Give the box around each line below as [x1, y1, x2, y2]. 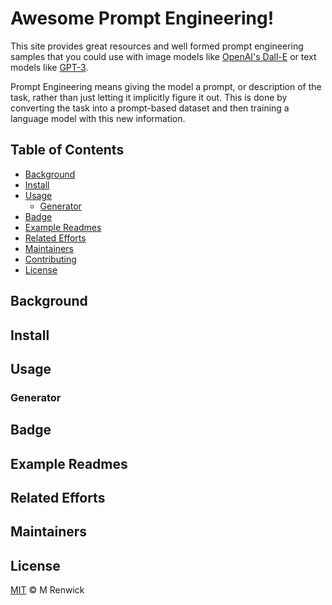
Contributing [24, 253, 77, 265]
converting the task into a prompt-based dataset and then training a [10, 102, 290, 114]
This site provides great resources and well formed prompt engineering [10, 40, 304, 52]
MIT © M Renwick [10, 584, 85, 596]
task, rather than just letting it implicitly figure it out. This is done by [10, 91, 288, 103]
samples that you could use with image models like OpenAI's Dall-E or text [10, 50, 317, 62]
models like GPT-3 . [10, 61, 89, 73]
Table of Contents [10, 142, 125, 159]
